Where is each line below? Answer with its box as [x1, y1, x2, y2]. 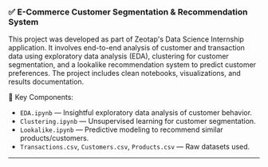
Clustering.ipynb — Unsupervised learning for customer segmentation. [19, 117, 257, 126]
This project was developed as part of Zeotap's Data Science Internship [8, 34, 245, 44]
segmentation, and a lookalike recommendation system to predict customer [8, 60, 257, 70]
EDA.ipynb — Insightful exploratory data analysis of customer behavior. [19, 108, 253, 117]
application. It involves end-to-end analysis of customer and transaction [8, 43, 246, 53]
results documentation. [8, 77, 85, 86]
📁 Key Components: [8, 93, 74, 102]
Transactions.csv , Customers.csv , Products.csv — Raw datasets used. [19, 142, 250, 152]
